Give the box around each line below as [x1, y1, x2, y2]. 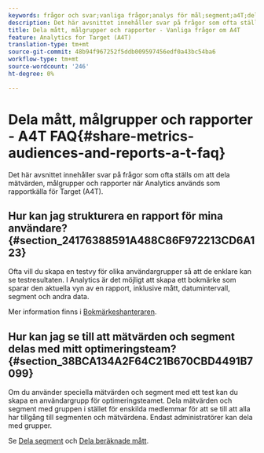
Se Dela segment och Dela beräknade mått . [8, 437, 149, 446]
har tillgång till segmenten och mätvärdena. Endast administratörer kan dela [8, 413, 253, 422]
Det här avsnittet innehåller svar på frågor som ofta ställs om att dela [8, 170, 230, 179]
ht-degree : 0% [8, 70, 55, 78]
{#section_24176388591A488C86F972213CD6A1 [8, 233, 255, 247]
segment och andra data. [8, 292, 90, 301]
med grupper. [8, 421, 53, 430]
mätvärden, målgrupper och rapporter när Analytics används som [8, 178, 221, 188]
